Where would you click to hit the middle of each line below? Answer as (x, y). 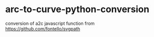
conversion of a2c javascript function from (50, 23)
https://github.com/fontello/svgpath (43, 28)
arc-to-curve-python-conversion (77, 9)
